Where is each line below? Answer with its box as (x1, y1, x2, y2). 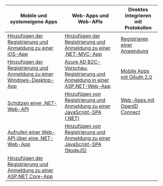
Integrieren (125, 12, 151, 19)
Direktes (128, 6, 148, 13)
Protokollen (124, 24, 152, 31)
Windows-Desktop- (7, 77, 54, 83)
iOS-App (7, 51, 28, 57)
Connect (120, 109, 141, 115)
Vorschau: (65, 65, 88, 71)
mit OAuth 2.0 (120, 74, 153, 80)
